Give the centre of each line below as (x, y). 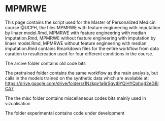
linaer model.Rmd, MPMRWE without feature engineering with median (76, 43)
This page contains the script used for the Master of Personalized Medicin (81, 22)
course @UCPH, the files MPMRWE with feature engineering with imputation (83, 27)
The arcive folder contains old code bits (46, 63)
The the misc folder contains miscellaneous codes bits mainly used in (76, 98)
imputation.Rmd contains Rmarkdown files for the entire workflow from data (82, 48)
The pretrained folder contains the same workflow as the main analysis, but (82, 73)
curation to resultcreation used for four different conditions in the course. (79, 54)
